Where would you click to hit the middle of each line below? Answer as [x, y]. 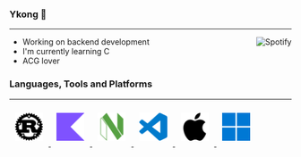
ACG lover [41, 61]
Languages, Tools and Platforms [81, 84]
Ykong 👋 [28, 14]
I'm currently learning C [66, 52]
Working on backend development [86, 42]
